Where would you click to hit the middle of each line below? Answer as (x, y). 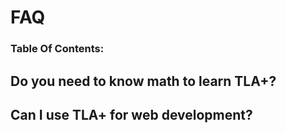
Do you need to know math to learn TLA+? (143, 81)
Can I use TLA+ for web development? (131, 114)
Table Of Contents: (57, 49)
